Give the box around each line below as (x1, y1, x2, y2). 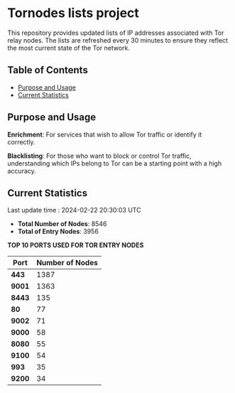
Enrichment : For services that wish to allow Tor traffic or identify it (7, 130, 202, 139)
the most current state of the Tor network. (7, 43, 130, 52)
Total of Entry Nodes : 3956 (17, 227, 99, 236)
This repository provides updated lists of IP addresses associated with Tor (7, 28, 224, 37)
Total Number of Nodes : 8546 (17, 220, 107, 228)
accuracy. (7, 166, 37, 175)
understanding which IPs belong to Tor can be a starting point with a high (7, 158, 222, 168)
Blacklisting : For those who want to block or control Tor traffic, (7, 151, 192, 160)
